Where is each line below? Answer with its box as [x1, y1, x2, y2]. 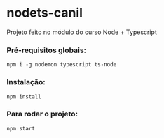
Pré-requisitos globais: [6, 45, 87, 55]
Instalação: [6, 77, 46, 87]
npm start [6, 125, 36, 132]
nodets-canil [6, 5, 83, 21]
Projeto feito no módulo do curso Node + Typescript [6, 28, 157, 36]
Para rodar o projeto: [6, 109, 78, 119]
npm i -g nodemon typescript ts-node [6, 61, 117, 68]
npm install [6, 93, 41, 100]
